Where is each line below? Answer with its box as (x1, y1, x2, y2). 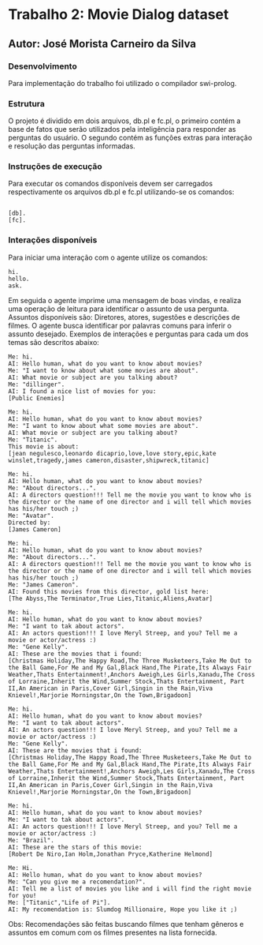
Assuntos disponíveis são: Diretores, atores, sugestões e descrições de (8, 312, 240, 321)
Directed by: (8, 519, 51, 527)
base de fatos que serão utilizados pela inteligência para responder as (8, 125, 236, 134)
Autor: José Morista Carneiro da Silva (8, 37, 197, 51)
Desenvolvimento (8, 61, 77, 72)
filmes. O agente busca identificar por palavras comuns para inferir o (8, 321, 232, 330)
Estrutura (8, 98, 46, 109)
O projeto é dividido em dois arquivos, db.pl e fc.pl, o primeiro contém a (8, 116, 241, 126)
